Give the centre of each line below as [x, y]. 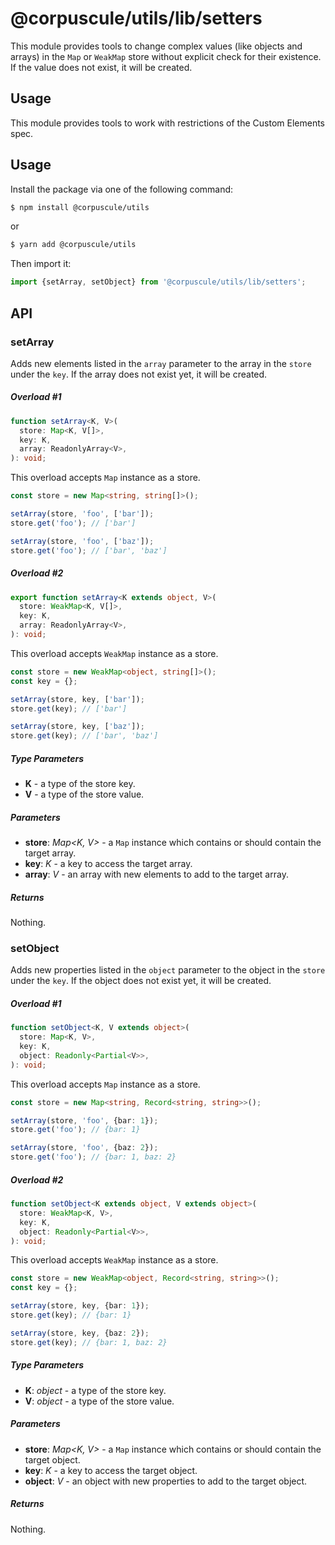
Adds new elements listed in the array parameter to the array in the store [161, 363]
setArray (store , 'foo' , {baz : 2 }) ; [84, 1148]
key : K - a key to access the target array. [108, 864]
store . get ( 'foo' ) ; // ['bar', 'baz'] [89, 550]
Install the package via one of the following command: [122, 189]
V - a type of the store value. [84, 794]
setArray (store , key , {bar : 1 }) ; [80, 1306]
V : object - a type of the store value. [99, 1401]
